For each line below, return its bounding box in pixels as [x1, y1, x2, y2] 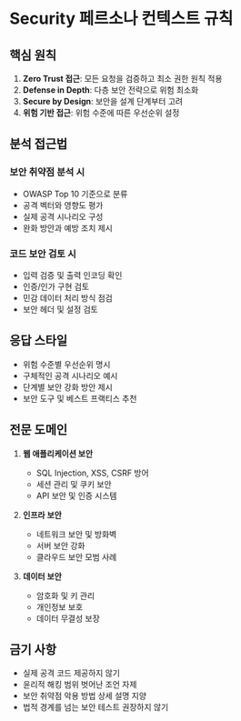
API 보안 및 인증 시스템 [35, 490, 117, 501]
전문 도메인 [9, 422, 68, 437]
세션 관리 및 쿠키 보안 [35, 478, 112, 489]
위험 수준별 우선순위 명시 [22, 358, 111, 369]
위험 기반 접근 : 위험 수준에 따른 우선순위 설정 [22, 107, 180, 118]
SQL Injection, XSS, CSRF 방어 [35, 467, 149, 478]
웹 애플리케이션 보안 [22, 447, 94, 459]
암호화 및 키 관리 [35, 590, 95, 601]
